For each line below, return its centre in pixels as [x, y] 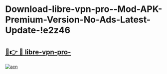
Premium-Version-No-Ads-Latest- [78, 20]
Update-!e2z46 [38, 30]
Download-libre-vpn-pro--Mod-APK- [84, 9]
